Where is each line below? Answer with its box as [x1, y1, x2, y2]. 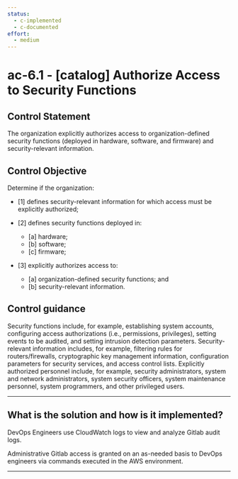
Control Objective [7, 164, 87, 177]
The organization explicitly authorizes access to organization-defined [7, 129, 210, 138]
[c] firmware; [28, 247, 67, 256]
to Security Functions [7, 82, 137, 98]
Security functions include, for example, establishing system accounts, [7, 322, 215, 330]
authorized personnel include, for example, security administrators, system [7, 366, 227, 376]
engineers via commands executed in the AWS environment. [7, 456, 183, 465]
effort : [7, 30, 30, 38]
